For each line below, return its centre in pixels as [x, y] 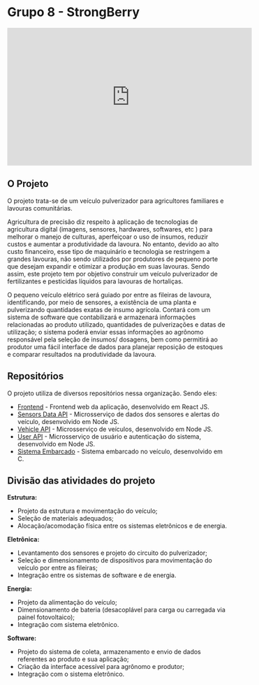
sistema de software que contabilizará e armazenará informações [102, 317]
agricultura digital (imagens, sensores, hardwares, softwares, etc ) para [110, 229]
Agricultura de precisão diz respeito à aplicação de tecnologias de [103, 222]
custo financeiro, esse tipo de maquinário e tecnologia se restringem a [109, 251]
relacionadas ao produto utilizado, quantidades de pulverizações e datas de [116, 324]
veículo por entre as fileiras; [57, 568]
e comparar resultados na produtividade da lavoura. [82, 354]
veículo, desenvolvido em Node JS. [68, 421]
